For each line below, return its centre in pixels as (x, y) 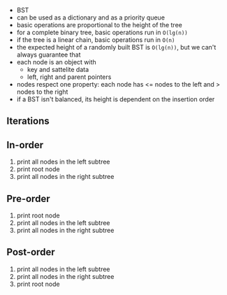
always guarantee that (49, 55)
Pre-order (28, 199)
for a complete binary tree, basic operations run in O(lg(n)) (102, 32)
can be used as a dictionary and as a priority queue (91, 17)
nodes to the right (42, 92)
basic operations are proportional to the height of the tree (99, 25)
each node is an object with (57, 62)
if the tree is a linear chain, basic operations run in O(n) (96, 40)
